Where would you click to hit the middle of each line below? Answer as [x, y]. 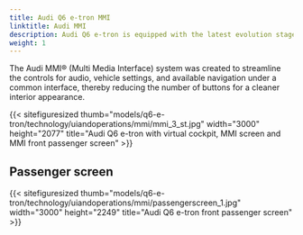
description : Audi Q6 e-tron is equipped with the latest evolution [141, 34]
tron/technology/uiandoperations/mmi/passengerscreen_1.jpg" [125, 203]
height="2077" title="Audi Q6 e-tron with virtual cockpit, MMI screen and [145, 134]
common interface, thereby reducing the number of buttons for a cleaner [145, 87]
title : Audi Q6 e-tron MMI [60, 18]
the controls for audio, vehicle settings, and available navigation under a [143, 78]
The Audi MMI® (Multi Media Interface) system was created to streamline [145, 68]
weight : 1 [28, 43]
